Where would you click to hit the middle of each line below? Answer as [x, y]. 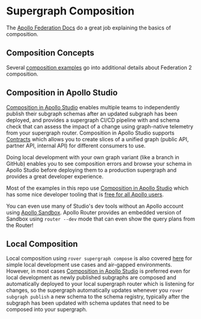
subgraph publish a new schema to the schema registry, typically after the [98, 297]
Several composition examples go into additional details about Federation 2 [99, 67]
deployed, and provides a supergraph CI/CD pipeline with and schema [93, 120]
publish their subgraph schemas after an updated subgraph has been [92, 114]
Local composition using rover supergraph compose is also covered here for [99, 258]
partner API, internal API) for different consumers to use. [76, 145]
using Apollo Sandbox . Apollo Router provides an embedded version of [94, 212]
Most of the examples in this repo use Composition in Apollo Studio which [97, 188]
